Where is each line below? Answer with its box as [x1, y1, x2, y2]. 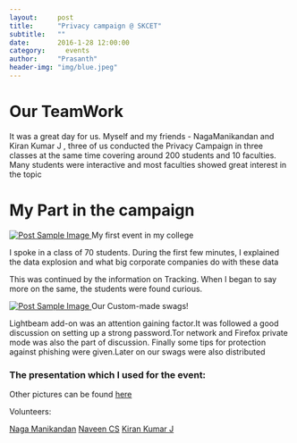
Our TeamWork [9, 102, 123, 121]
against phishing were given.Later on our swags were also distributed [9, 346, 266, 357]
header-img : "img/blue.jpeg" [9, 63, 118, 72]
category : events [9, 46, 90, 55]
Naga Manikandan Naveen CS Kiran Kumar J [9, 423, 174, 434]
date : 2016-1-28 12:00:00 [9, 38, 130, 47]
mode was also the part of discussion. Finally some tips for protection [9, 337, 267, 347]
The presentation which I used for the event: [9, 368, 207, 380]
